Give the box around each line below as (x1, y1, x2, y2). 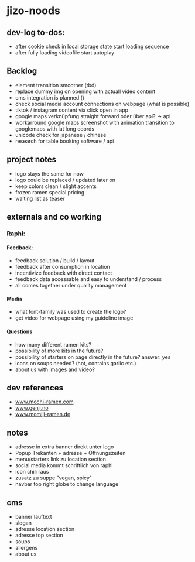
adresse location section (15, 525, 75, 532)
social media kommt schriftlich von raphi (15, 462, 113, 469)
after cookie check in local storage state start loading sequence (15, 43, 169, 50)
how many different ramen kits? (15, 341, 91, 348)
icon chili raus (15, 468, 49, 475)
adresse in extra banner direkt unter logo (15, 443, 114, 450)
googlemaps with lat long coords (15, 125, 95, 132)
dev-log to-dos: (6, 28, 65, 37)
